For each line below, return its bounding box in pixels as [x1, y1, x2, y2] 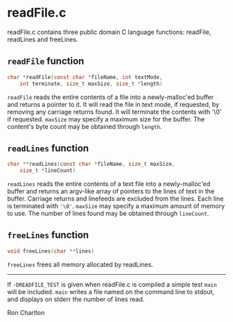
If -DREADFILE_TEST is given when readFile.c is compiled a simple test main [7, 280, 217, 289]
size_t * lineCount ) [19, 167, 76, 174]
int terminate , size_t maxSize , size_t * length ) [19, 80, 163, 87]
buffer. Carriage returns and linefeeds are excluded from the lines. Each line [7, 194, 224, 203]
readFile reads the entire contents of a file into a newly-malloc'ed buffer [7, 92, 214, 101]
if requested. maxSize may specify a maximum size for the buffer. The [7, 115, 205, 123]
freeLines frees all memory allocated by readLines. [7, 260, 154, 269]
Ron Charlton [7, 308, 45, 316]
